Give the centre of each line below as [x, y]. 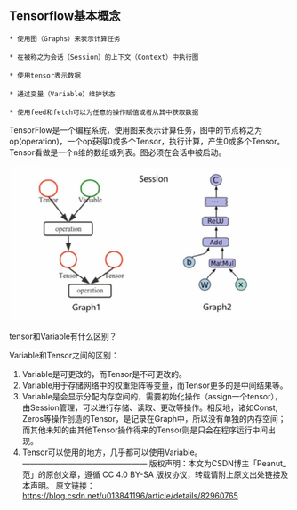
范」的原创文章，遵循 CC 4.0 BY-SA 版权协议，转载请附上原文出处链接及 [155, 474]
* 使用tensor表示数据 [45, 75]
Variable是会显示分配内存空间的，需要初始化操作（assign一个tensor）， [152, 396]
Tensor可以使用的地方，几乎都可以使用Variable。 [112, 452]
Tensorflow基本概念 [65, 16]
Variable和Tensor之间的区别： [64, 355]
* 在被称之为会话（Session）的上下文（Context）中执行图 [104, 57]
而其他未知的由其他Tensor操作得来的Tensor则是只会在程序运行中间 [145, 430]
